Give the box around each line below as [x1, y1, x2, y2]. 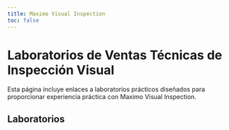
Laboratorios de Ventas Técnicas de [7, 47, 223, 63]
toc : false [7, 17, 39, 24]
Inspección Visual [7, 62, 115, 78]
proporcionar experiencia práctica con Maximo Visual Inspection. [7, 93, 197, 101]
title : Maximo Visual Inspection [7, 10, 106, 18]
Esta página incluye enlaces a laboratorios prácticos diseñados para [7, 85, 206, 93]
